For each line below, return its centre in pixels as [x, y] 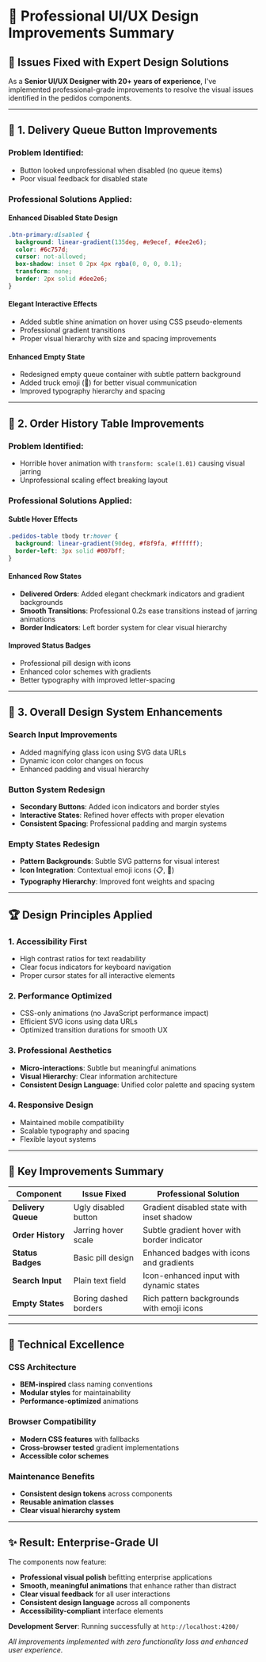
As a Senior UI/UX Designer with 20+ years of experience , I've [112, 81]
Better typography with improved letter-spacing [97, 679]
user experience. [36, 1649]
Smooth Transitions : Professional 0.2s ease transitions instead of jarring [138, 610]
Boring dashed [101, 1298]
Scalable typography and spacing [74, 1131]
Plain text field [100, 1280]
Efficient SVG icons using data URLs [79, 1021]
